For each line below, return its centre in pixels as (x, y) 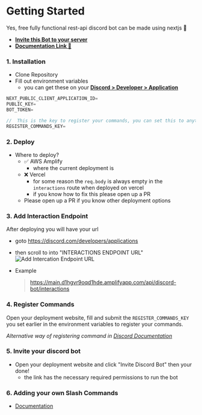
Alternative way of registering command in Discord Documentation (89, 335)
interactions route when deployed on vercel (88, 188)
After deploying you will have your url (53, 229)
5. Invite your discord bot (44, 351)
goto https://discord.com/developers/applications (76, 241)
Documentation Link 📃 (43, 46)
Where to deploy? (37, 154)
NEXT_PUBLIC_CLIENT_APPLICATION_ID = (52, 99)
